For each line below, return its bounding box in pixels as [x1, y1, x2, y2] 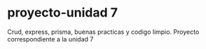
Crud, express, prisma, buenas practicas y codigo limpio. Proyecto [7, 28, 200, 36]
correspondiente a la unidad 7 [7, 35, 94, 43]
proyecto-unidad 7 [7, 5, 118, 21]
